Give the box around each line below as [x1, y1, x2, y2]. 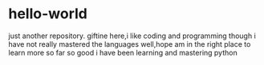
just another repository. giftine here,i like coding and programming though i [8, 31, 257, 40]
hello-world [8, 5, 88, 23]
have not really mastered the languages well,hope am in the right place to [8, 39, 251, 48]
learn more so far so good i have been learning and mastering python [8, 48, 238, 57]
